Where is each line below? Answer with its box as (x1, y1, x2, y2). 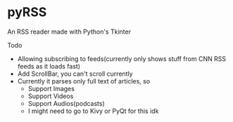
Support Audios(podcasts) (27, 99, 106, 107)
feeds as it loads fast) (17, 62, 81, 70)
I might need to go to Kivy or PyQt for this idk (27, 107, 159, 115)
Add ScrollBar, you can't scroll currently (17, 69, 133, 78)
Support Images (27, 84, 75, 93)
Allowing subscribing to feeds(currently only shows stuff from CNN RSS (17, 54, 227, 63)
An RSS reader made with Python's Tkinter (7, 27, 132, 36)
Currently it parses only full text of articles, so (17, 76, 151, 85)
